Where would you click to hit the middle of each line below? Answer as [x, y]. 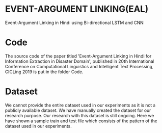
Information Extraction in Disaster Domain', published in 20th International [80, 61]
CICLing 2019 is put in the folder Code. [44, 72]
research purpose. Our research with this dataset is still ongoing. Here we [80, 115]
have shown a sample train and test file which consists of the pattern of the [81, 121]
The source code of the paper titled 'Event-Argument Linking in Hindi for [78, 56]
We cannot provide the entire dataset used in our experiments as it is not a [80, 105]
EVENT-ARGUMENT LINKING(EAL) [77, 9]
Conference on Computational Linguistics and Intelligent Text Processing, [79, 66]
